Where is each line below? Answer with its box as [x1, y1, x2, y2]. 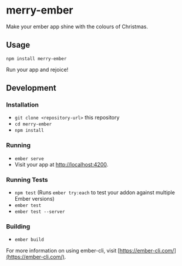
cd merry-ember [14, 121, 52, 127]
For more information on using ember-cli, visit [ [6, 247, 120, 254]
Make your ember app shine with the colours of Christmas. [6, 23, 149, 30]
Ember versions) [14, 195, 55, 202]
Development [6, 83, 57, 93]
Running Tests [6, 175, 48, 184]
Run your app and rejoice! [6, 66, 69, 73]
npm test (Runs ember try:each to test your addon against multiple [14, 189, 175, 196]
